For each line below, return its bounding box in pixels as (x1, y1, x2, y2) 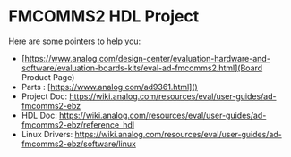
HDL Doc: (21, 110, 57, 120)
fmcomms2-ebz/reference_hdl (21, 119, 135, 130)
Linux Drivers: (21, 128, 73, 139)
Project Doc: (21, 91, 68, 102)
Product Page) (21, 71, 75, 82)
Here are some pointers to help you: (8, 36, 141, 46)
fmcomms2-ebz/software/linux (21, 138, 136, 149)
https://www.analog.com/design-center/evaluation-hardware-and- (24, 53, 270, 63)
